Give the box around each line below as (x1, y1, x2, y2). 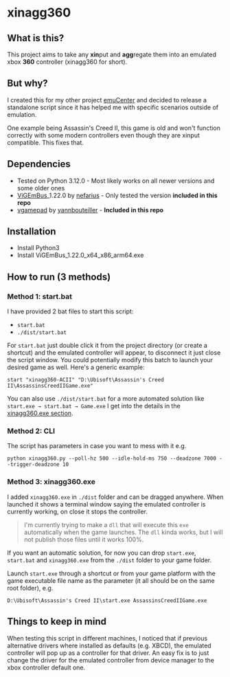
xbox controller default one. (7, 663, 86, 672)
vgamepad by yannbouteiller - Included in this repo (16, 206, 163, 214)
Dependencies (7, 158, 71, 170)
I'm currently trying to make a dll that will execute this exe (23, 520, 189, 529)
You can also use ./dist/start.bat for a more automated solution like (7, 395, 205, 403)
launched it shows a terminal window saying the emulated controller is (7, 500, 206, 508)
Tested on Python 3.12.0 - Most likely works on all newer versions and (16, 177, 215, 185)
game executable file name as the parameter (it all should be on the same (7, 576, 215, 585)
